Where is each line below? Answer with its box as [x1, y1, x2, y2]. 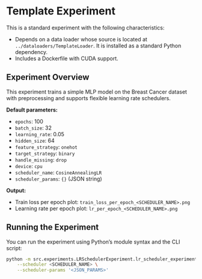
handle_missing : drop [14, 156, 67, 163]
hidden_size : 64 [14, 137, 55, 144]
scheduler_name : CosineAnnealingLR [14, 169, 102, 176]
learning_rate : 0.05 [14, 130, 65, 137]
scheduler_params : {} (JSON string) [14, 175, 102, 182]
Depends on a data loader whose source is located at [14, 35, 147, 43]
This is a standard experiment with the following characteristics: [6, 24, 165, 31]
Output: [6, 187, 26, 194]
